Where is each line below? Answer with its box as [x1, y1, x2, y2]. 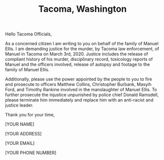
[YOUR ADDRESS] [5, 131, 42, 137]
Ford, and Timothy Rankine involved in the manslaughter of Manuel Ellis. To [5, 87, 157, 93]
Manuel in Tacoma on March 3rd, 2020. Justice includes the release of [5, 51, 148, 57]
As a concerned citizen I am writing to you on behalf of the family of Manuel [5, 41, 159, 47]
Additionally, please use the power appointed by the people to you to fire [5, 76, 152, 82]
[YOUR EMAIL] [5, 140, 35, 146]
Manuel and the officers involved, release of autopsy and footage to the [5, 61, 150, 67]
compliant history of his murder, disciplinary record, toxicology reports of [5, 56, 153, 62]
